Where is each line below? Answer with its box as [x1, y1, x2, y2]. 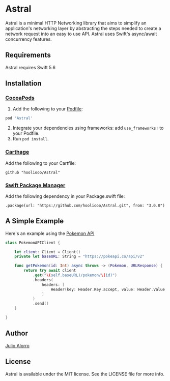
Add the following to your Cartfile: [5, 160, 76, 166]
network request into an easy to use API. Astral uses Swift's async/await [5, 31, 157, 37]
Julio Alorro [5, 342, 30, 348]
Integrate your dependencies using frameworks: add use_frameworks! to [12, 125, 164, 131]
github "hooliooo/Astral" [5, 170, 60, 175]
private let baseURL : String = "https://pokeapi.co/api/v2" [14, 254, 145, 259]
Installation [5, 79, 42, 88]
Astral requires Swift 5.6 [5, 64, 56, 70]
